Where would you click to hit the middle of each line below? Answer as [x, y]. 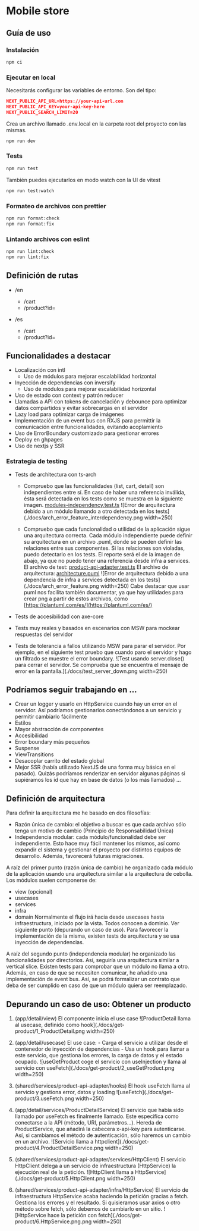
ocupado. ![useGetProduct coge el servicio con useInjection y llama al [100, 1062]
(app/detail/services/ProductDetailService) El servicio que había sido [99, 1110]
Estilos [23, 723]
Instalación [23, 50]
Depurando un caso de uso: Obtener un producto [99, 1004]
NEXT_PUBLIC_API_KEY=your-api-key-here [56, 107]
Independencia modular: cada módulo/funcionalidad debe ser [90, 837]
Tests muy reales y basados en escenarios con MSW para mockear [97, 628]
